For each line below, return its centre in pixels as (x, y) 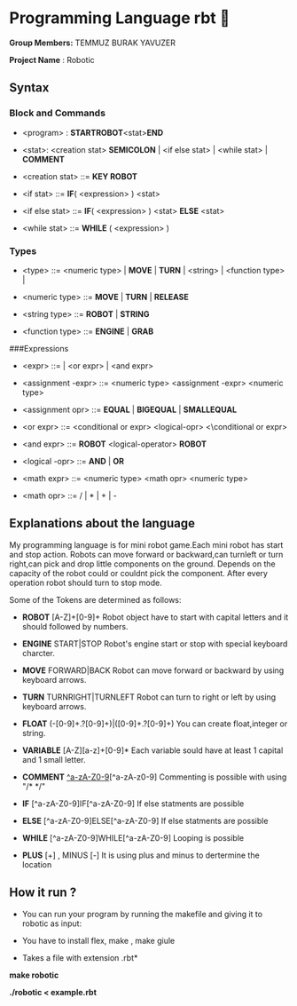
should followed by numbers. (75, 626)
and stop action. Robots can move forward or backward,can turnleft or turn (146, 554)
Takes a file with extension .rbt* (80, 957)
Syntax (29, 88)
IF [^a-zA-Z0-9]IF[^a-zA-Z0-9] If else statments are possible (133, 804)
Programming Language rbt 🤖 (120, 18)
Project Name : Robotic (52, 59)
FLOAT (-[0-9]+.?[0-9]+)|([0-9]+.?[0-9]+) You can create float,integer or (155, 724)
